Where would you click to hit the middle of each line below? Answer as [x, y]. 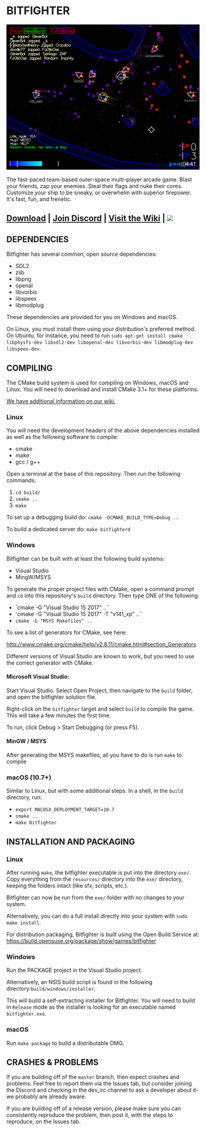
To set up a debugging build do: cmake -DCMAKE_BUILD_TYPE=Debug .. [93, 518]
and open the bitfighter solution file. [51, 697]
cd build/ [28, 493]
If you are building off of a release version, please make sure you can [94, 1109]
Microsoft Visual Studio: [38, 677]
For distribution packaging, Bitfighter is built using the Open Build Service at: [103, 934]
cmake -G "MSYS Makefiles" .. [54, 621]
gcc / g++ [28, 462]
